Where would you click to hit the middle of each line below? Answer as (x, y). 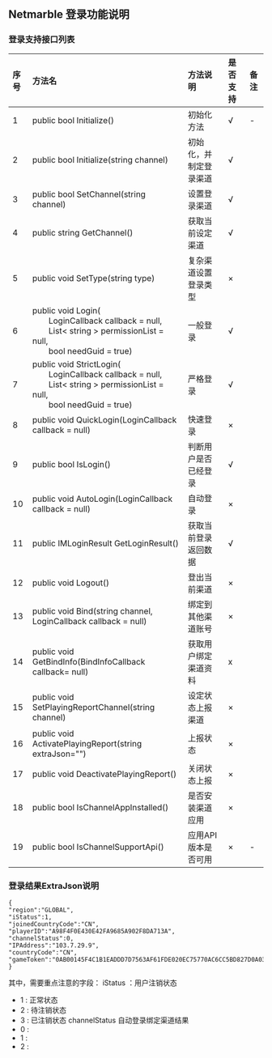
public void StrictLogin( (76, 364)
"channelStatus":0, (41, 938)
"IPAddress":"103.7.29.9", (54, 945)
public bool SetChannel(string (89, 194)
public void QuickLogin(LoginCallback (104, 419)
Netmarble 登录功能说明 (69, 15)
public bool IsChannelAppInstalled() (100, 807)
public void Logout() (70, 583)
